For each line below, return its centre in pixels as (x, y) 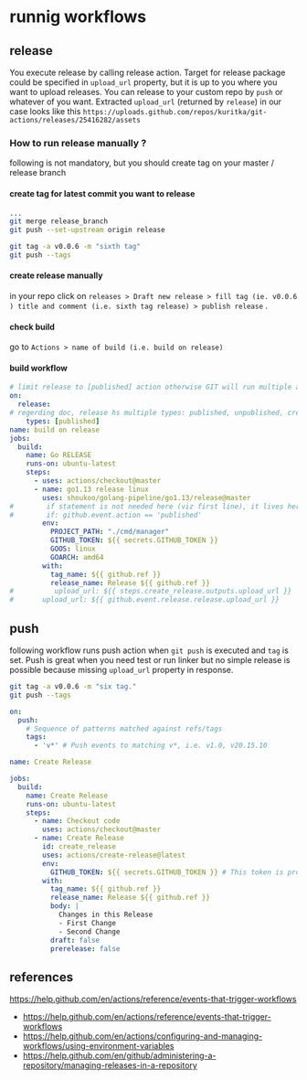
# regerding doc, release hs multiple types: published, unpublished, (147, 413)
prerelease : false (85, 948)
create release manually (56, 275)
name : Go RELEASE (59, 455)
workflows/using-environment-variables (98, 1046)
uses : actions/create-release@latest (114, 855)
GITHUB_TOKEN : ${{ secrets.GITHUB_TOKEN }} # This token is (167, 872)
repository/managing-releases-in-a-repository (110, 1065)
